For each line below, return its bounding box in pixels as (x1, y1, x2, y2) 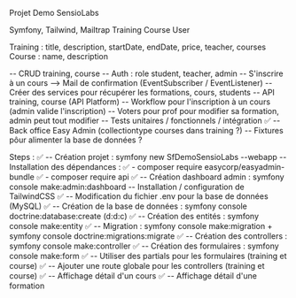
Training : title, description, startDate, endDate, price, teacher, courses (9, 42, 267, 52)
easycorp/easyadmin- (204, 162, 285, 172)
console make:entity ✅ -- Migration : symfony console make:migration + (9, 221, 273, 231)
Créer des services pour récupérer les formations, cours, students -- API (9, 88, 275, 97)
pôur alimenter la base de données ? (9, 134, 143, 145)
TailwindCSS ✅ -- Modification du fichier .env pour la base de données (9, 191, 269, 202)
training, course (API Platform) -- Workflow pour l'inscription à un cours (9, 96, 271, 107)
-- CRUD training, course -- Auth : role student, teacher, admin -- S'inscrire (9, 68, 284, 79)
